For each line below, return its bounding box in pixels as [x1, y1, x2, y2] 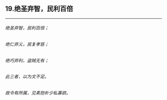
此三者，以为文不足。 [5, 73, 49, 80]
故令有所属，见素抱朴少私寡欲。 [5, 90, 71, 96]
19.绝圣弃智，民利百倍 [5, 4, 74, 13]
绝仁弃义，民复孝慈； [5, 41, 49, 47]
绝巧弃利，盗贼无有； [5, 57, 49, 63]
